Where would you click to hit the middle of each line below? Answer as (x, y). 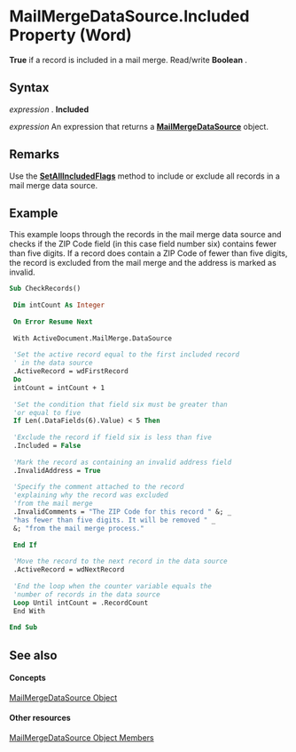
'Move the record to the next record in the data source (120, 562)
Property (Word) (70, 35)
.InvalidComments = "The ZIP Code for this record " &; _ (122, 512)
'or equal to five (47, 412)
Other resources (40, 718)
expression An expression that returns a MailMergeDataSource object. (139, 126)
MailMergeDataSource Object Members (82, 737)
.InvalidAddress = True (57, 470)
